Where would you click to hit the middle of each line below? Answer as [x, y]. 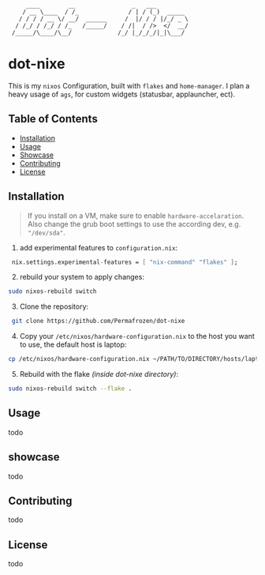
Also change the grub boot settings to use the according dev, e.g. [134, 224]
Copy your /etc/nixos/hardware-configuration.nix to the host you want [137, 336]
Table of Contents [53, 119]
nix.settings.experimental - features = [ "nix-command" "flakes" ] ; [125, 262]
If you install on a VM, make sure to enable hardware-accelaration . [136, 216]
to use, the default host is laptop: [73, 344]
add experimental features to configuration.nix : [99, 247]
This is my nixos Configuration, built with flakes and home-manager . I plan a [129, 85]
